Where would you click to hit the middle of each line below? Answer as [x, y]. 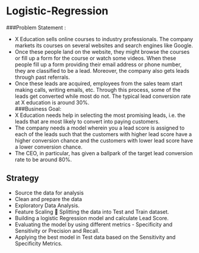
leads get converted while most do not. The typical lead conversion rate [103, 96]
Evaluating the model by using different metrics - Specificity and [94, 224]
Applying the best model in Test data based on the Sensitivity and [95, 237]
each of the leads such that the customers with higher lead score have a [103, 134]
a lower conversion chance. [49, 147]
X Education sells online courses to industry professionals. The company [104, 39]
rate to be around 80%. [43, 159]
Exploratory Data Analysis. [47, 205]
